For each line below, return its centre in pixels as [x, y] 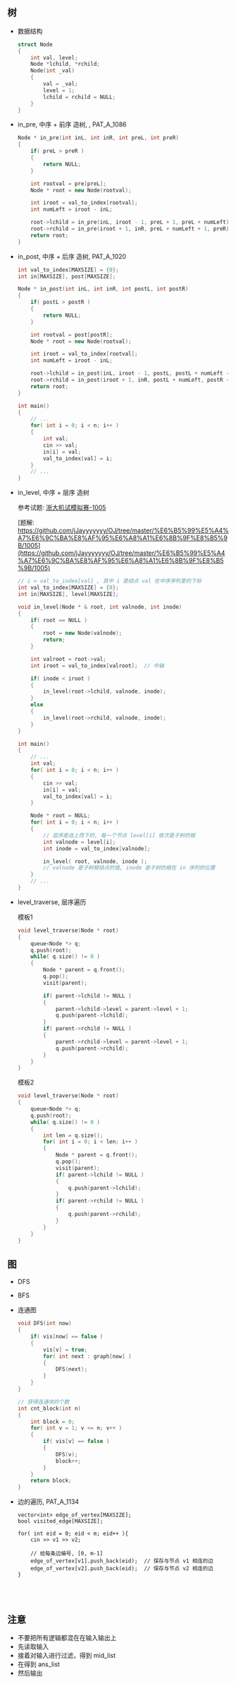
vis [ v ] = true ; [66, 1350]
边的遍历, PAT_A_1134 [48, 1502]
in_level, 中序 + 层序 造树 [53, 493]
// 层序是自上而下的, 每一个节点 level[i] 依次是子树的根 [119, 835]
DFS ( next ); [72, 1369]
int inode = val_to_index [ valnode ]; [97, 848]
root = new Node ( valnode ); [83, 633]
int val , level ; [54, 58]
